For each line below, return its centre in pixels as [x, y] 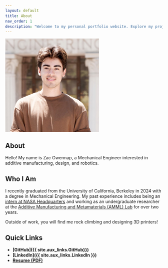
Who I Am [21, 179]
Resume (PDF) [28, 260]
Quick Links [24, 238]
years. [12, 212]
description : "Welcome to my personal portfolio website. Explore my [79, 27]
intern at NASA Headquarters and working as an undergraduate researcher [82, 202]
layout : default [22, 11]
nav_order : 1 [19, 21]
